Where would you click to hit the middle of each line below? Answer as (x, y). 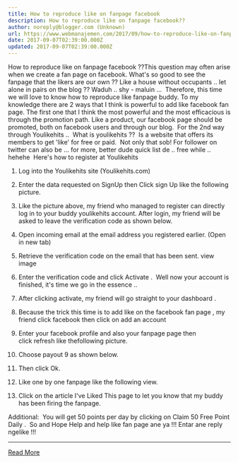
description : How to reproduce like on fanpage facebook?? (97, 21)
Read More (24, 452)
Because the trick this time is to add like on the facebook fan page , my (121, 312)
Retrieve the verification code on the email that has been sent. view (116, 256)
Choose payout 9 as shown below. (68, 354)
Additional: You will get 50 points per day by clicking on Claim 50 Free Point (119, 417)
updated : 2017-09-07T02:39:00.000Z (60, 47)
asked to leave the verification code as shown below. (95, 221)
